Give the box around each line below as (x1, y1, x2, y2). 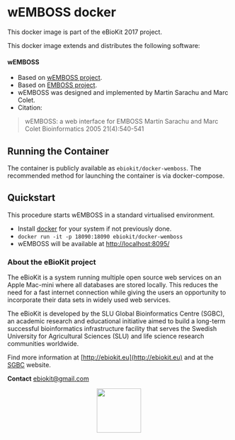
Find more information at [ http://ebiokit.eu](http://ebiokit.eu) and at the (7, 353, 214, 361)
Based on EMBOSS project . (17, 81, 98, 89)
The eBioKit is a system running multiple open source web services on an (7, 273, 222, 282)
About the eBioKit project (7, 257, 97, 267)
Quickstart (7, 192, 56, 204)
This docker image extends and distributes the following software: (7, 41, 200, 50)
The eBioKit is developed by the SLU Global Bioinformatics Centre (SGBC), (7, 309, 225, 318)
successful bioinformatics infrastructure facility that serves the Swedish (7, 325, 217, 333)
